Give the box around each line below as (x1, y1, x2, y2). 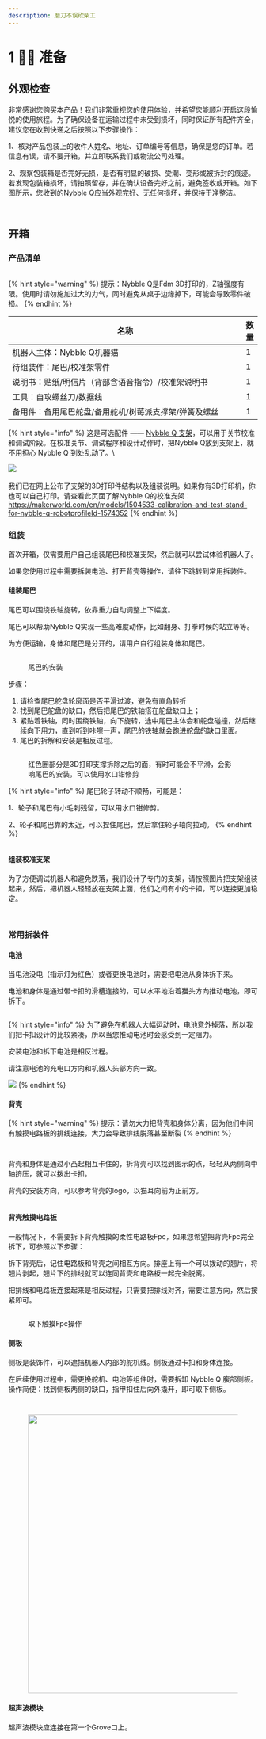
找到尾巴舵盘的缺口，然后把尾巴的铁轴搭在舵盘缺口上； (19, 706, 200, 715)
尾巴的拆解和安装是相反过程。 (19, 735, 117, 745)
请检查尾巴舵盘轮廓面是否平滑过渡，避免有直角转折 (19, 696, 187, 705)
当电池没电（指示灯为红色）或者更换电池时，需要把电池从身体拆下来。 (8, 970, 237, 979)
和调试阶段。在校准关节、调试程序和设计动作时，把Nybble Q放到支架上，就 (8, 438, 254, 448)
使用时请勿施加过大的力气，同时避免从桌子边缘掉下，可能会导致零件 (21, 289, 244, 299)
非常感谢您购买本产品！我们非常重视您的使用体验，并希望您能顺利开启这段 (8, 105, 251, 114)
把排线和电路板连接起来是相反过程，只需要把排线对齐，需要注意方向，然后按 (8, 1285, 258, 1295)
